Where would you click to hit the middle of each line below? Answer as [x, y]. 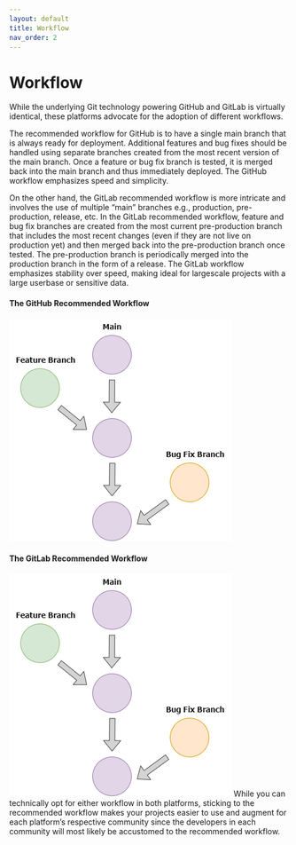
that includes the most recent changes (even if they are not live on [130, 236]
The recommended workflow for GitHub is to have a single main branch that [148, 134]
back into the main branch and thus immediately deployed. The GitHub [138, 171]
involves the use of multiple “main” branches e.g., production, [122, 208]
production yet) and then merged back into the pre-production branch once [147, 245]
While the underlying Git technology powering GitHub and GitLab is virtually [147, 107]
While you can [260, 794]
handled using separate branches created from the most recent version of [144, 153]
